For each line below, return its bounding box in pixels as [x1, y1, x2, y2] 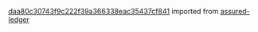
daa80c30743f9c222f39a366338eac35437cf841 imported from [8, 7, 219, 16]
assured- [220, 7, 251, 16]
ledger [8, 15, 30, 24]
